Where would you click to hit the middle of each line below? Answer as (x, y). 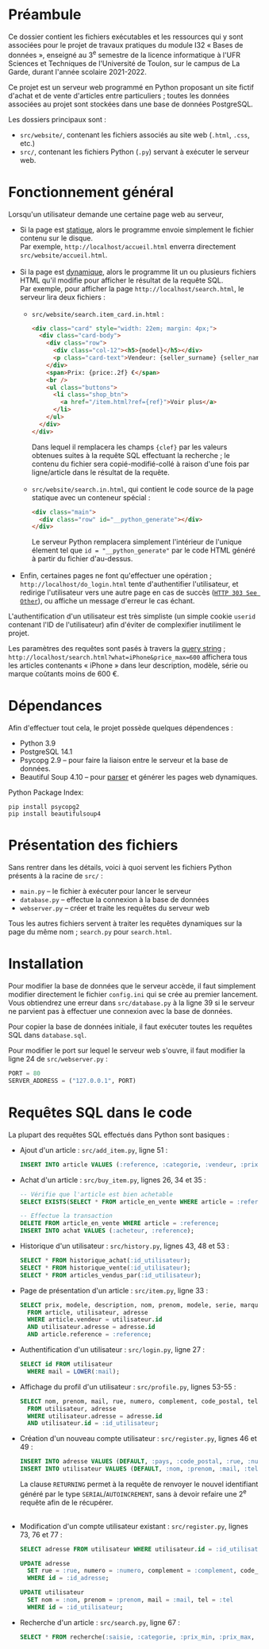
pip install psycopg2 (44, 807)
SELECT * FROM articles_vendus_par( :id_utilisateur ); (110, 1275)
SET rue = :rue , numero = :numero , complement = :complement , (132, 1571)
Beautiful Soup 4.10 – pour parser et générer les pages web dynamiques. (138, 777)
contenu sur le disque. (56, 238)
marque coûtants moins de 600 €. (64, 674)
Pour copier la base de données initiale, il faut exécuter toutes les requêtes (130, 1027)
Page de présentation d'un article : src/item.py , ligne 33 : (114, 1290)
